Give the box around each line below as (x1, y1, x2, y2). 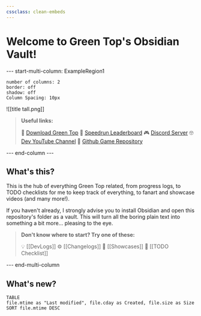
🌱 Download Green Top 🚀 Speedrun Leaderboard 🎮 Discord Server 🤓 (20, 129, 194, 136)
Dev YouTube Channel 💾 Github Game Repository (20, 138, 143, 145)
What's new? (6, 279, 57, 289)
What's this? (6, 166, 55, 177)
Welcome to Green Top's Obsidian (6, 34, 180, 48)
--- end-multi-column (6, 261, 60, 269)
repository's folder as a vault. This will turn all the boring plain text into (6, 213, 181, 220)
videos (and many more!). (6, 195, 70, 202)
